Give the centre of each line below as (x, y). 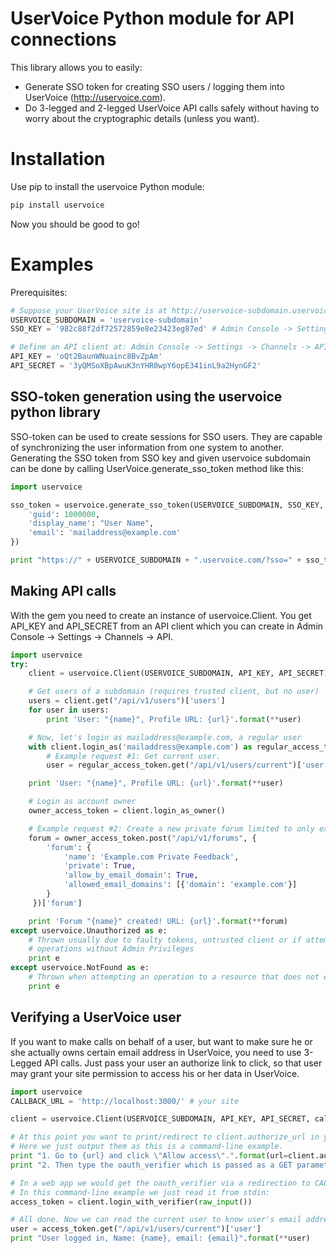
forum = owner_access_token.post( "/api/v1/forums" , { (142, 838)
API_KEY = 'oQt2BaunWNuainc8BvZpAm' (86, 357)
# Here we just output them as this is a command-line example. (147, 1147)
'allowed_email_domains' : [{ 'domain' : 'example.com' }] (180, 885)
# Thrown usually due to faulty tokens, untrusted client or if (165, 940)
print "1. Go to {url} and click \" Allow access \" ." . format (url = (149, 1156)
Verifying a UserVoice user (96, 1017)
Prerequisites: (39, 292)
